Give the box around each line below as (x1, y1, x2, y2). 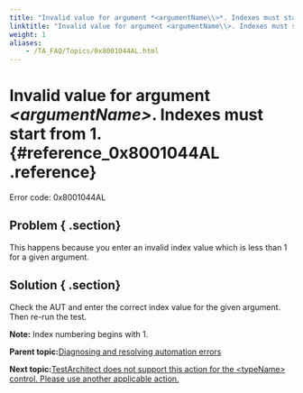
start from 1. (9, 123, 102, 144)
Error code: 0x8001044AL (9, 192, 106, 203)
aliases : (9, 38, 42, 48)
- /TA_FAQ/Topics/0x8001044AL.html (25, 47, 160, 56)
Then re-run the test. (9, 311, 87, 322)
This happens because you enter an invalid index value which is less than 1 (9, 242, 288, 252)
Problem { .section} (9, 218, 122, 233)
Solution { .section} (9, 278, 122, 293)
